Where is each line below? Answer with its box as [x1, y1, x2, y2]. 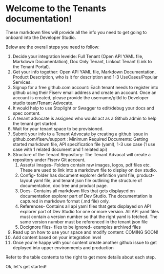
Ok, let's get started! [5, 263, 47, 269]
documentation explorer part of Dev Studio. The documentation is [20, 193, 153, 199]
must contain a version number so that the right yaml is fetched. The [20, 214, 158, 219]
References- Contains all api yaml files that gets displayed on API [20, 203, 151, 209]
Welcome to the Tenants [5, 3, 106, 14]
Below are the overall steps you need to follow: [5, 44, 100, 50]
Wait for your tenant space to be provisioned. [12, 126, 104, 131]
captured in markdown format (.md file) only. [20, 198, 110, 204]
